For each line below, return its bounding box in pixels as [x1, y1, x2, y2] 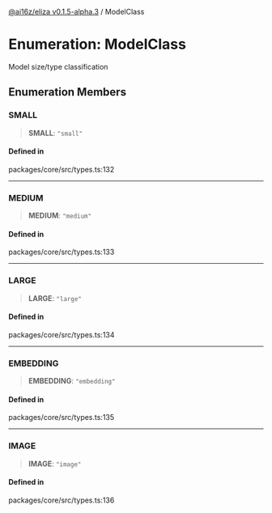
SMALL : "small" [28, 128, 83, 138]
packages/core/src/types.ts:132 [8, 164, 115, 174]
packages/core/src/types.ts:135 [8, 413, 115, 422]
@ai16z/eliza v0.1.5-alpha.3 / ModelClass [8, 7, 145, 16]
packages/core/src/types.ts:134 [8, 329, 115, 339]
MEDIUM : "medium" [28, 210, 91, 221]
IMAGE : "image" [28, 459, 82, 468]
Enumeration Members [8, 85, 127, 100]
